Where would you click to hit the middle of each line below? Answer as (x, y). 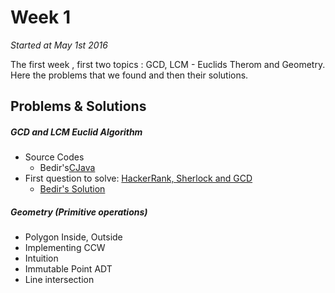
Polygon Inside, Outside (73, 237)
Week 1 (40, 17)
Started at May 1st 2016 (59, 45)
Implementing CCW (65, 248)
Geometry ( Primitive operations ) (79, 212)
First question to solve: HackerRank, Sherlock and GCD (138, 178)
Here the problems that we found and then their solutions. (129, 75)
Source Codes (54, 157)
